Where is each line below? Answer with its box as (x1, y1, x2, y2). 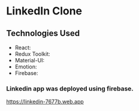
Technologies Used (6, 28, 80, 38)
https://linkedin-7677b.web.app (6, 98, 84, 106)
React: (14, 44, 31, 51)
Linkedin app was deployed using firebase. (6, 84, 134, 92)
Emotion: (14, 63, 37, 70)
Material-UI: (14, 57, 45, 64)
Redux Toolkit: (14, 50, 51, 58)
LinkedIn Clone (6, 4, 83, 18)
